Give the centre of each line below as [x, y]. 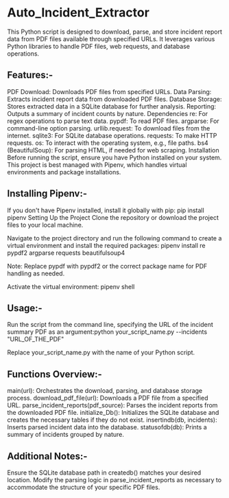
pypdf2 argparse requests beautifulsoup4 [66, 253]
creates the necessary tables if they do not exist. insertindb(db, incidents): [112, 420]
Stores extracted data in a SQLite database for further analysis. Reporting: [112, 106]
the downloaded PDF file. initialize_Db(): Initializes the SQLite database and [113, 413]
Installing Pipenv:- [47, 194]
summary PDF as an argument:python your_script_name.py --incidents [107, 332]
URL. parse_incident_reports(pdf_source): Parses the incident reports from [112, 405]
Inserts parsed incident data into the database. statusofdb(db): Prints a [107, 427]
